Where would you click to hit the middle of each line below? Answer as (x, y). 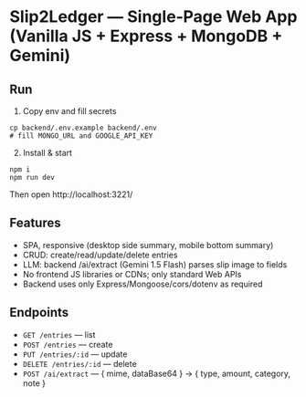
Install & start (47, 153)
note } (34, 383)
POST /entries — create (68, 344)
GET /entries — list (59, 334)
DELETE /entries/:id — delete (79, 363)
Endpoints (39, 313)
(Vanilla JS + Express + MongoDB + (146, 36)
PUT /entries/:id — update (75, 354)
